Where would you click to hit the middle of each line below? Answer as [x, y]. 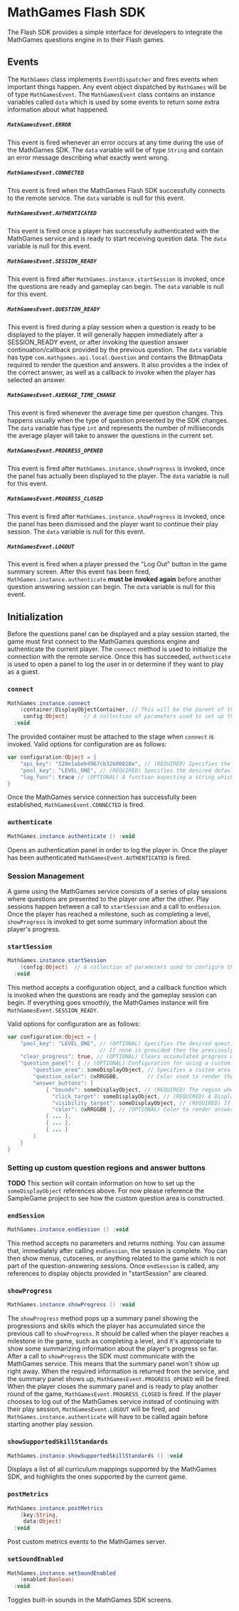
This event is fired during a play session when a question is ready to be [112, 327]
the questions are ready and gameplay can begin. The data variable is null [116, 286]
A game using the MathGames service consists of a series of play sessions [117, 891]
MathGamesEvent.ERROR [39, 125]
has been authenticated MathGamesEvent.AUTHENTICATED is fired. [99, 857]
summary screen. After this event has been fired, [79, 572]
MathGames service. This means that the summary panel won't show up [113, 1364]
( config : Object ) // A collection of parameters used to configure [122, 967]
